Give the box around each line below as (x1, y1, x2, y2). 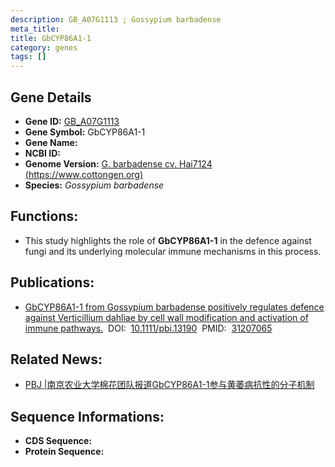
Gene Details (10, 89, 92, 106)
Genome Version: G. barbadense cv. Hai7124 (24, 157, 213, 170)
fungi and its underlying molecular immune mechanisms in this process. (24, 245, 322, 257)
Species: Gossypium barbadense (24, 179, 165, 191)
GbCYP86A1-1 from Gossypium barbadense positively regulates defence (24, 301, 325, 313)
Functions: (10, 208, 79, 225)
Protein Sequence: (24, 446, 105, 458)
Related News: (10, 351, 103, 368)
